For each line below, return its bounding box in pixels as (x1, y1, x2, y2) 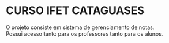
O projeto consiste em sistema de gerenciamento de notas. (6, 24, 155, 31)
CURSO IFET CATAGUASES (6, 4, 145, 18)
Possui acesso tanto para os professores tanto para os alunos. (6, 30, 163, 37)
